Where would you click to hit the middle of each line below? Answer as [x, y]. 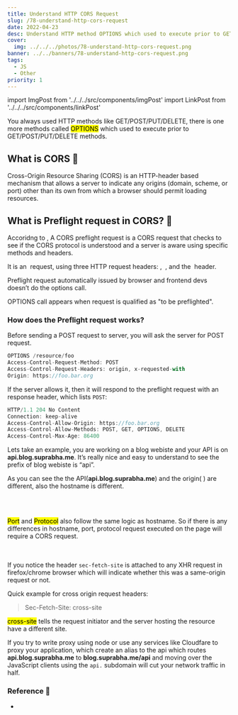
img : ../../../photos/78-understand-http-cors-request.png [103, 47]
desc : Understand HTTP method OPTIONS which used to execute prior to [114, 34]
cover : [17, 40]
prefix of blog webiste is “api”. [51, 465]
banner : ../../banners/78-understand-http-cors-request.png [98, 54]
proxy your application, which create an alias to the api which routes [107, 650]
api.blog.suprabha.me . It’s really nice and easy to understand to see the [113, 458]
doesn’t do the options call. [47, 288]
